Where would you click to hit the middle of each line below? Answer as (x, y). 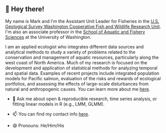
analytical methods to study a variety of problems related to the (70, 52)
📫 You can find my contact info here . (51, 114)
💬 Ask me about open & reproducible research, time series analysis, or (84, 99)
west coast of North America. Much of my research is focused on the (76, 62)
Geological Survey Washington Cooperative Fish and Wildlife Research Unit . (83, 26)
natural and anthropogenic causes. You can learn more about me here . (78, 89)
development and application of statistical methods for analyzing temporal (82, 68)
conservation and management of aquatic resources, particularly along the (82, 57)
